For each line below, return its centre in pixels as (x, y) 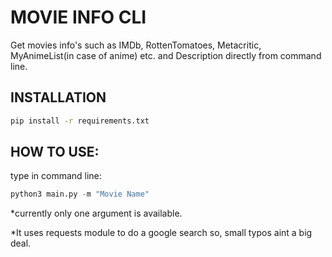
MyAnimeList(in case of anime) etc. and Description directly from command (166, 55)
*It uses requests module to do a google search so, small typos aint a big (161, 233)
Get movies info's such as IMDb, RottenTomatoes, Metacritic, (136, 45)
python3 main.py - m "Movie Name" (80, 194)
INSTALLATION (58, 97)
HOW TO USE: (55, 152)
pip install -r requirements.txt (80, 121)
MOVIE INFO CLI (78, 17)
